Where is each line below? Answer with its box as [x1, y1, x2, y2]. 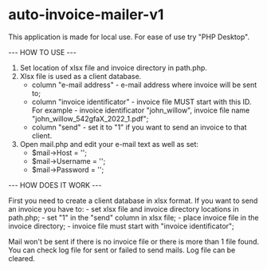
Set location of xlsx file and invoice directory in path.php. [19, 62, 207, 73]
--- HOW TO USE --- [8, 47, 77, 57]
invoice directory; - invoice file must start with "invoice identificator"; [8, 221, 235, 231]
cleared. [8, 253, 36, 263]
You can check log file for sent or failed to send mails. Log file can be [8, 245, 236, 255]
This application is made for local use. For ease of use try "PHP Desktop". [8, 32, 250, 42]
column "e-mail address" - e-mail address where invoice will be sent [31, 80, 257, 89]
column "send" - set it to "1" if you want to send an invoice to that [31, 122, 247, 132]
